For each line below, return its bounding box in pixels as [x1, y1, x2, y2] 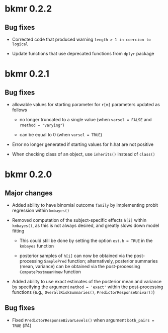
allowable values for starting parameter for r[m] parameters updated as [12, 102, 160, 107]
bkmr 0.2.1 [5, 68, 50, 79]
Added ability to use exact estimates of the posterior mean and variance [12, 279, 162, 284]
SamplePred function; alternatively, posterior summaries [44, 258, 158, 264]
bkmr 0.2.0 [5, 169, 52, 180]
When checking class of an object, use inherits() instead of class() [12, 151, 155, 157]
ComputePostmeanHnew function [19, 269, 81, 275]
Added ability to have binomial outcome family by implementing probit [12, 202, 158, 208]
